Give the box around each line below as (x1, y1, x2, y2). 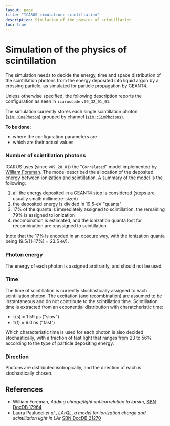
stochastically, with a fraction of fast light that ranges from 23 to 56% (5, 335, 152, 341)
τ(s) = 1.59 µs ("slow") (12, 314, 60, 320)
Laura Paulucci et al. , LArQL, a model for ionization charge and (12, 410, 146, 416)
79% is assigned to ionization (12, 212, 75, 218)
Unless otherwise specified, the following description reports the (5, 93, 142, 99)
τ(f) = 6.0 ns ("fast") (12, 319, 55, 326)
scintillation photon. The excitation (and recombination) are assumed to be (5, 293, 162, 299)
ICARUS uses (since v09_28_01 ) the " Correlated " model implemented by (5, 164, 157, 170)
